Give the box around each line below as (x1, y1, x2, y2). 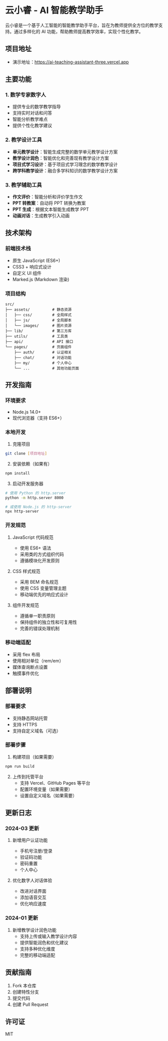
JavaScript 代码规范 (12, 534, 53, 540)
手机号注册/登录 (19, 848, 52, 854)
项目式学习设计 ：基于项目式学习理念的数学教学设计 (12, 161, 118, 167)
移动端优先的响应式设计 (19, 591, 68, 597)
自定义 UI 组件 (12, 270, 41, 276)
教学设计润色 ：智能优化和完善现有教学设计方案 (12, 155, 109, 161)
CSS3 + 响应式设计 (12, 263, 51, 269)
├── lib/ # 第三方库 (5, 329, 72, 334)
